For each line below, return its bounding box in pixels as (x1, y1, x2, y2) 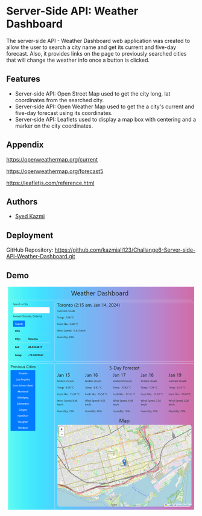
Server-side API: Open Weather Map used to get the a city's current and (14, 103, 195, 110)
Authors (6, 197, 38, 207)
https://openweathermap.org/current (6, 155, 98, 163)
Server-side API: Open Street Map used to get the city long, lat (14, 90, 171, 97)
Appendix (6, 140, 44, 150)
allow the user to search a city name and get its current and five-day (6, 44, 177, 51)
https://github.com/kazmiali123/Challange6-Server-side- (54, 246, 196, 253)
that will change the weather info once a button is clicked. (6, 56, 150, 64)
